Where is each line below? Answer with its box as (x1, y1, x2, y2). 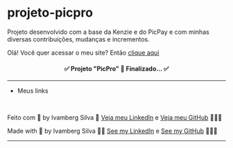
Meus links (17, 86, 49, 95)
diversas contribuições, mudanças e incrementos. (7, 35, 150, 43)
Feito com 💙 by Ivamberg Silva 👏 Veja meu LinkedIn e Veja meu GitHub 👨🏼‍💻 (7, 113, 223, 122)
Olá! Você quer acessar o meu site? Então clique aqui (7, 48, 159, 57)
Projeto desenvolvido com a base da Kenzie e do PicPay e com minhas (7, 28, 209, 36)
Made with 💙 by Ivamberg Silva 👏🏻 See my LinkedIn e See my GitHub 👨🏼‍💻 (7, 127, 218, 136)
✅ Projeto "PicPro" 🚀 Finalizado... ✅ (64, 64, 169, 73)
